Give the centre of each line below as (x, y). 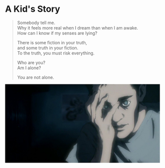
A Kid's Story (33, 9)
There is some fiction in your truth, (52, 42)
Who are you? (31, 62)
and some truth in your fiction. (48, 48)
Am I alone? (29, 68)
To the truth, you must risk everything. (56, 53)
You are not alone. (36, 77)
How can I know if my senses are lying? (57, 33)
